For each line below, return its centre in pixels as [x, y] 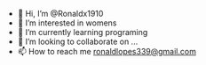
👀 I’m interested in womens [67, 23]
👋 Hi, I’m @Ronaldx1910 [60, 14]
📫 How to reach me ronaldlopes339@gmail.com [107, 51]
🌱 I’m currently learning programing [83, 32]
